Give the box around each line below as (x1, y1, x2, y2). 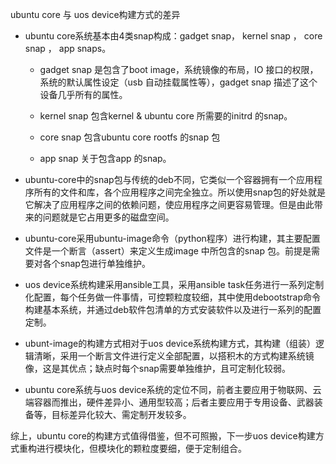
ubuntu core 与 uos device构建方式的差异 (10, 9, 181, 20)
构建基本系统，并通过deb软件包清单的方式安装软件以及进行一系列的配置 (24, 304, 322, 315)
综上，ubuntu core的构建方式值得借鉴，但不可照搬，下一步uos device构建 (10, 430, 316, 442)
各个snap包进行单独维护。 (42, 258, 151, 269)
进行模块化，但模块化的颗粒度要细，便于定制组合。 (36, 443, 247, 454)
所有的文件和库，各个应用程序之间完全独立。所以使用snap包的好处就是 (33, 186, 326, 198)
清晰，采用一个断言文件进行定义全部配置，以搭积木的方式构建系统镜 (33, 350, 315, 362)
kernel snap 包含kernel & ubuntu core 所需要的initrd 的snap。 (39, 110, 293, 122)
